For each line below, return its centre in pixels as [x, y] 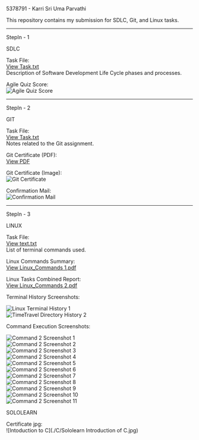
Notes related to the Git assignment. [50, 143]
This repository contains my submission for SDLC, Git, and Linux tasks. [93, 20]
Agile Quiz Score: [27, 84]
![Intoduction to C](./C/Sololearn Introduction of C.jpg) [72, 430]
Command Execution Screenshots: [48, 326]
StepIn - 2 [18, 108]
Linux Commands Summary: [41, 261]
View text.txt [22, 243]
